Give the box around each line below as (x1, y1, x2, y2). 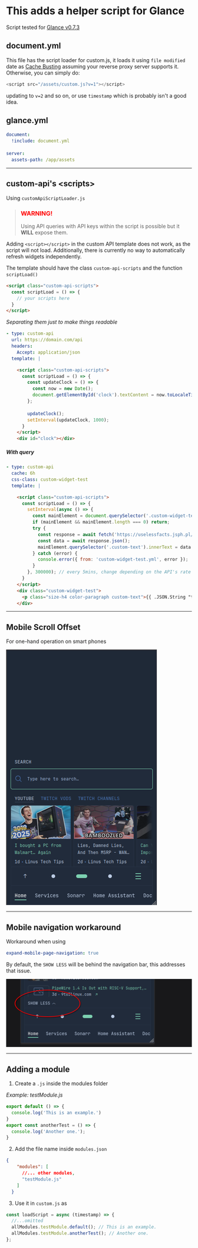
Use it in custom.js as (14, 1199, 67, 1207)
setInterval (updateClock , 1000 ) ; (27, 417, 110, 423)
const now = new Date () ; (32, 386, 94, 392)
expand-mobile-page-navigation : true (6, 950, 99, 956)
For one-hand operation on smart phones (6, 638, 107, 645)
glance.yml (6, 115, 48, 125)
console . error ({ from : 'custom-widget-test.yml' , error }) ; (37, 557, 189, 562)
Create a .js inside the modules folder (14, 1080, 108, 1087)
